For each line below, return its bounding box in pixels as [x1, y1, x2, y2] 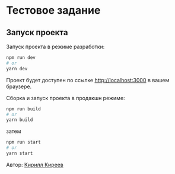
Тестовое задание [6, 4, 101, 17]
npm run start [6, 139, 42, 145]
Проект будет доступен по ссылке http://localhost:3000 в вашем [6, 76, 170, 83]
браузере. [6, 83, 32, 90]
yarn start [6, 150, 33, 156]
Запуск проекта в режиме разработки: [6, 43, 105, 50]
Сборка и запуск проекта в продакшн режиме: [6, 94, 126, 101]
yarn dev [6, 66, 28, 72]
